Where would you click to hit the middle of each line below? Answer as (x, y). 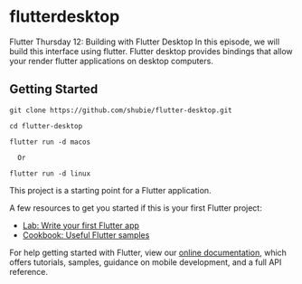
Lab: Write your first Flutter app (81, 225)
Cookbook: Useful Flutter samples (86, 235)
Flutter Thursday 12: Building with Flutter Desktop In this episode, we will (145, 42)
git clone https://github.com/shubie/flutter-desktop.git (121, 110)
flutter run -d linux (50, 174)
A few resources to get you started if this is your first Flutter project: (136, 208)
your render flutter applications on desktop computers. (112, 61)
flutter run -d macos (50, 142)
